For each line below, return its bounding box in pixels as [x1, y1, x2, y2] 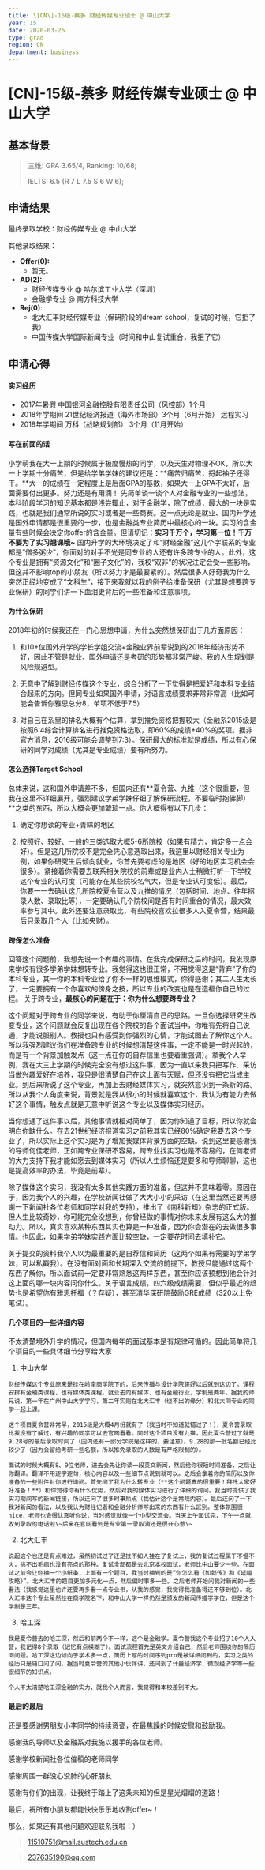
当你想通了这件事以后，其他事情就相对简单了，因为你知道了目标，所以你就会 [8, 1116, 257, 1126]
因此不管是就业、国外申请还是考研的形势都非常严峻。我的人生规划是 [33, 652, 255, 661]
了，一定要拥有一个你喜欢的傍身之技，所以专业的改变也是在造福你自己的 [8, 984, 243, 994]
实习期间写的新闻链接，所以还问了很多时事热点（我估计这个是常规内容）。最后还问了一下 [8, 1495, 252, 1503]
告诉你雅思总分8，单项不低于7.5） [33, 698, 144, 708]
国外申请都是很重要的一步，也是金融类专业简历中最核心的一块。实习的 [14, 517, 243, 527]
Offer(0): [19, 256, 50, 265]
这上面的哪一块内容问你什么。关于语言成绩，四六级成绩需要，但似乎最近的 [8, 1278, 250, 1288]
